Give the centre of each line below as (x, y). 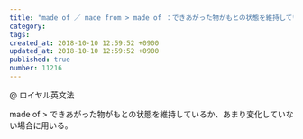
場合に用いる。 (45, 125)
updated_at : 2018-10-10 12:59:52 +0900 (84, 51)
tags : (19, 34)
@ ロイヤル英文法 (42, 95)
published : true (40, 60)
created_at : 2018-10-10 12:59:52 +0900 (84, 43)
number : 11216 (36, 69)
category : (28, 26)
